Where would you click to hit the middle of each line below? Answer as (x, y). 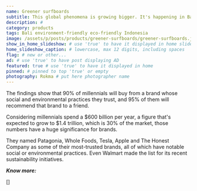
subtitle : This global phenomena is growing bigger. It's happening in (95, 17)
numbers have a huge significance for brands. (62, 130)
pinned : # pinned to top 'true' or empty (57, 71)
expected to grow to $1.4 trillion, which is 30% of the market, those (87, 123)
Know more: (21, 171)
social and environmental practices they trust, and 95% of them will (88, 99)
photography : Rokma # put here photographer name (68, 77)
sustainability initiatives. (35, 159)
